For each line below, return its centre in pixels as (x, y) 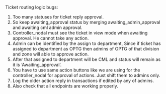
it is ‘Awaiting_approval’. (37, 65)
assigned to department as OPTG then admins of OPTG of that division (86, 49)
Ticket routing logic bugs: (32, 7)
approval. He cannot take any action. (51, 38)
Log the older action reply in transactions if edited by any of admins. (83, 80)
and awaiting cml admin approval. (47, 27)
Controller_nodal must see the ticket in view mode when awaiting (80, 33)
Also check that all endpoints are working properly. (65, 86)
